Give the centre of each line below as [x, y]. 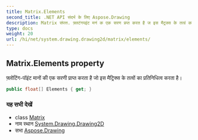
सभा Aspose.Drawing [40, 130]
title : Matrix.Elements [36, 12]
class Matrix [30, 117]
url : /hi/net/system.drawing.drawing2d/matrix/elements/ [78, 39]
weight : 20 [20, 34]
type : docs [20, 28]
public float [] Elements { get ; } [49, 89]
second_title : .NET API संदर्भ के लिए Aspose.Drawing [68, 17]
